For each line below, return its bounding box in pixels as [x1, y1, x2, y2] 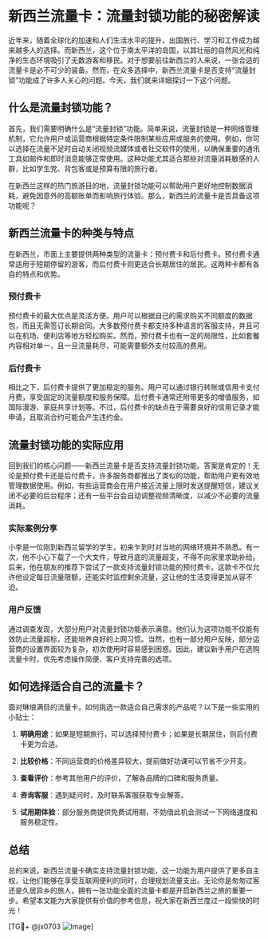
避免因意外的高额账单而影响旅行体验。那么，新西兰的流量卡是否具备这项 [22, 190, 260, 200]
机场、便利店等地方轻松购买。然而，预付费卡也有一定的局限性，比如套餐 [22, 330, 260, 340]
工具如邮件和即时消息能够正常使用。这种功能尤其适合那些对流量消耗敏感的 [8, 154, 253, 163]
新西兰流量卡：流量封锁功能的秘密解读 [8, 7, 261, 26]
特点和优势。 [22, 269, 65, 278]
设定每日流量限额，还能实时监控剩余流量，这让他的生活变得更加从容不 [22, 573, 253, 582]
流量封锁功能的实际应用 [8, 438, 124, 452]
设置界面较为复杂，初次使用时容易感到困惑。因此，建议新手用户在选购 [29, 644, 260, 653]
